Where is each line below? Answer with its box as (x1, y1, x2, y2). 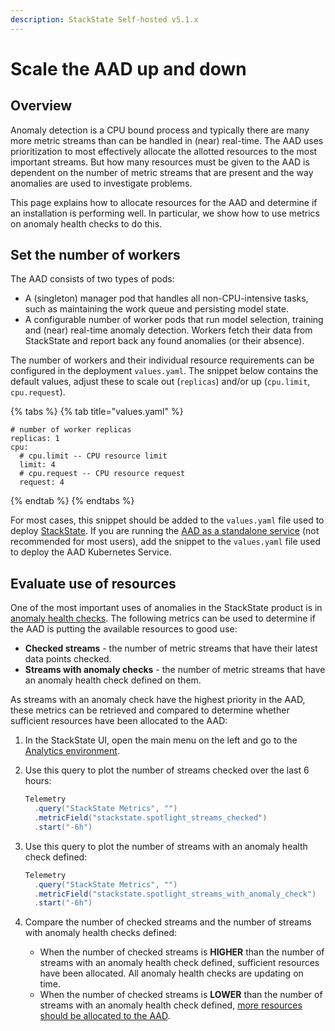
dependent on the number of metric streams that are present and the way (10, 166, 314, 178)
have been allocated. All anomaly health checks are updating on (39, 967, 304, 980)
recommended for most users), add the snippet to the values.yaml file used (10, 536, 321, 548)
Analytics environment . (24, 745, 120, 757)
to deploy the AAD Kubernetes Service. (10, 546, 172, 558)
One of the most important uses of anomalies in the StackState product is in (10, 602, 323, 614)
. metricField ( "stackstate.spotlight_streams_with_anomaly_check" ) (34, 889, 317, 899)
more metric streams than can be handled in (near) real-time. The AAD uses (10, 134, 324, 146)
